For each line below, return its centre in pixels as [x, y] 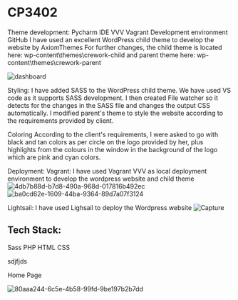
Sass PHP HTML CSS [38, 247]
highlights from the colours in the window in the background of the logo [113, 149]
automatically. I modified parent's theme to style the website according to [115, 113]
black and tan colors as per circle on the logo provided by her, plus [105, 142]
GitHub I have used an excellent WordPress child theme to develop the [111, 39]
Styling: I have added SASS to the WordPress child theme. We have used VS [119, 90]
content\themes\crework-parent [55, 62]
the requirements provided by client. [61, 120]
